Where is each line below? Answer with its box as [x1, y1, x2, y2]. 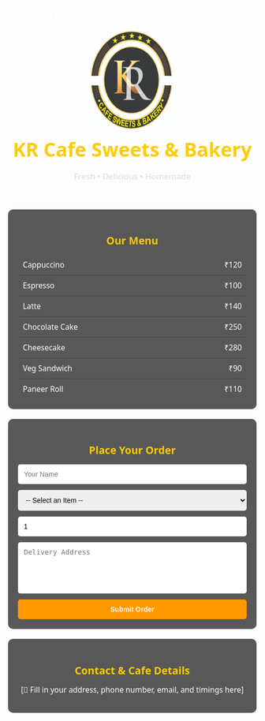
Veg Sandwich [23, 362, 73, 374]
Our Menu [106, 233, 159, 248]
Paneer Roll [23, 383, 64, 394]
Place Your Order [88, 443, 176, 458]
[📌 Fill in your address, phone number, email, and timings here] [21, 685, 244, 696]
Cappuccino [23, 259, 65, 271]
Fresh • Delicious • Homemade [73, 170, 192, 182]
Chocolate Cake [23, 321, 78, 333]
